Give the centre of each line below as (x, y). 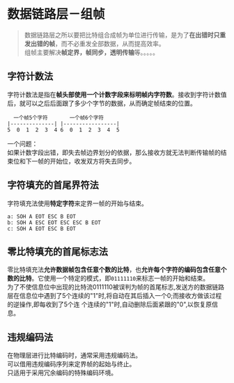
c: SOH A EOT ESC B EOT (42, 228)
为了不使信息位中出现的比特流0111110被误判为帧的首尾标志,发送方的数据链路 (116, 287)
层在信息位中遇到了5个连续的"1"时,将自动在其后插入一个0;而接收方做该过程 (115, 296)
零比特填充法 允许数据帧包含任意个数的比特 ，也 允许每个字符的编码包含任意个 (117, 269)
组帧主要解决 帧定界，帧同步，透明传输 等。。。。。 (91, 52)
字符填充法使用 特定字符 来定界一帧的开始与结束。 (77, 203)
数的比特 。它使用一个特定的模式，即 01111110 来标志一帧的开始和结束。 (108, 279)
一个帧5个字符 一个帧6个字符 (59, 118)
